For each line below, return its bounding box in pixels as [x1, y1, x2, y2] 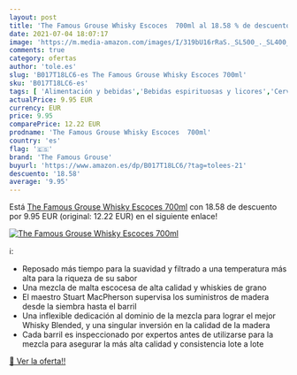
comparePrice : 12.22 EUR [9, 120, 101, 129]
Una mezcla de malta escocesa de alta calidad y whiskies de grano [21, 282, 267, 293]
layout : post [9, 12, 57, 22]
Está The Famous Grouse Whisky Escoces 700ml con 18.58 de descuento [9, 202, 278, 212]
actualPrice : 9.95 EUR [9, 95, 93, 104]
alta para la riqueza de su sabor [21, 273, 138, 284]
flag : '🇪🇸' [9, 144, 53, 153]
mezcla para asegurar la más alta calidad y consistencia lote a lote [21, 339, 264, 349]
